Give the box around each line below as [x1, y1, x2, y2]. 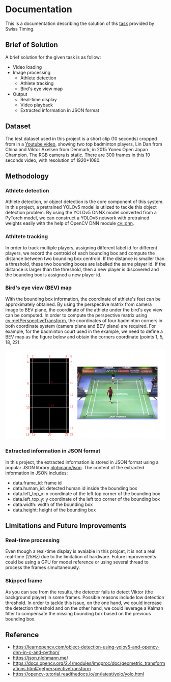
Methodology [5, 172, 49, 180]
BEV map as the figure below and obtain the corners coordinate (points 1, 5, [5, 333, 164, 339]
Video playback [20, 102, 53, 108]
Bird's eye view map [20, 86, 63, 92]
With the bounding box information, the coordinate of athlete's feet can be [5, 296, 161, 302]
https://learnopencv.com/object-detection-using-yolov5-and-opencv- [12, 644, 160, 650]
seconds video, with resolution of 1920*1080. [5, 157, 101, 163]
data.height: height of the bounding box [12, 506, 96, 513]
